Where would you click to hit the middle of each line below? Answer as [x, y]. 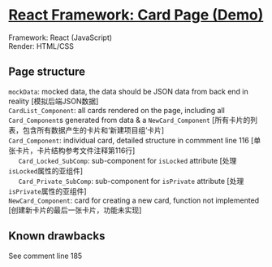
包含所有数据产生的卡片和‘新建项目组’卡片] [93, 130]
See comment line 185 [45, 256]
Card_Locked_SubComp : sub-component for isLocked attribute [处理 [127, 160]
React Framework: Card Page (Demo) [136, 15]
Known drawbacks [57, 236]
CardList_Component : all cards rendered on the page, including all [117, 110]
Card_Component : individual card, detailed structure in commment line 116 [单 [135, 140]
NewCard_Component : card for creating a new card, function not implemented [134, 200]
